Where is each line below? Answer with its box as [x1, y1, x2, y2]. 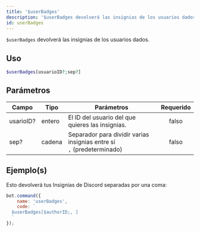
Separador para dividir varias [68, 130, 149, 139]
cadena [41, 137, 62, 146]
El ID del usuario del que [68, 113, 136, 121]
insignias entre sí [68, 137, 115, 146]
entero [41, 117, 60, 125]
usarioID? [9, 117, 36, 125]
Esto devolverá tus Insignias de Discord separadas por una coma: [6, 181, 167, 188]
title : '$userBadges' [6, 8, 60, 15]
